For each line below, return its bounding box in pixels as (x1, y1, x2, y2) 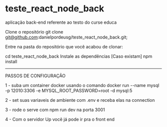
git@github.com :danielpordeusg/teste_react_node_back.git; (5, 34, 128, 40)
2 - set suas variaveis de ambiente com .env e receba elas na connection (5, 97, 155, 103)
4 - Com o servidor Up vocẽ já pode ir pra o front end (5, 116, 115, 122)
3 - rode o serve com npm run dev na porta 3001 (5, 107, 105, 113)
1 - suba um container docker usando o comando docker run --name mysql (5, 82, 160, 88)
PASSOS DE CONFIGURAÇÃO (5, 73, 66, 79)
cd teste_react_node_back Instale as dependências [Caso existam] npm (5, 53, 153, 59)
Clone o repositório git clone (5, 29, 64, 35)
